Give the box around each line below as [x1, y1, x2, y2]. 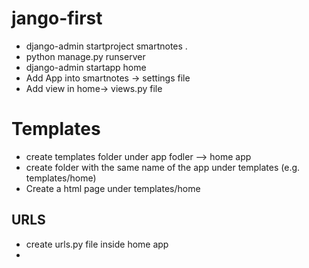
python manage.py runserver [25, 50, 146, 62]
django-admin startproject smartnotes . [25, 40, 188, 52]
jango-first [11, 7, 103, 30]
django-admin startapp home [25, 61, 147, 73]
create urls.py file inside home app [25, 238, 169, 250]
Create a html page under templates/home [25, 182, 201, 194]
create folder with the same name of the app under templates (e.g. [25, 161, 301, 173]
